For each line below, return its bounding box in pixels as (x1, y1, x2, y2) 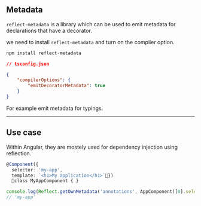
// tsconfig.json (6, 61, 50, 67)
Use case (6, 128, 42, 138)
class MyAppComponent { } (14, 178, 79, 184)
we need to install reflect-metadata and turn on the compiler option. (6, 38, 175, 45)
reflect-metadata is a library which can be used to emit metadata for (6, 20, 176, 27)
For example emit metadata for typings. (6, 104, 103, 112)
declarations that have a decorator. (6, 27, 93, 34)
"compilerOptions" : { (17, 77, 71, 83)
